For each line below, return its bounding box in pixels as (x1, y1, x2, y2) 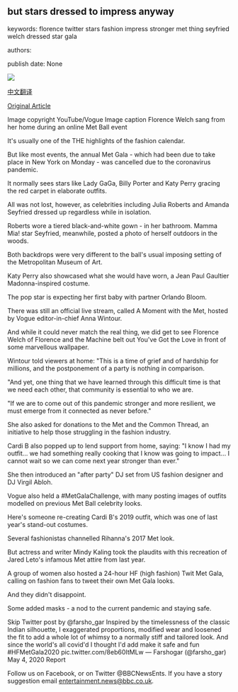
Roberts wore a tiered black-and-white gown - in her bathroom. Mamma (7, 221, 218, 229)
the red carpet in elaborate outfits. (7, 186, 108, 195)
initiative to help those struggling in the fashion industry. (7, 428, 171, 436)
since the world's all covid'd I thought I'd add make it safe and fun (7, 640, 200, 649)
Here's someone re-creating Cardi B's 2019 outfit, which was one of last (7, 513, 218, 521)
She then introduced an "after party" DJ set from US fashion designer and (7, 470, 224, 479)
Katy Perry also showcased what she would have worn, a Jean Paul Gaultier (7, 271, 229, 280)
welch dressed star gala (7, 32, 78, 40)
